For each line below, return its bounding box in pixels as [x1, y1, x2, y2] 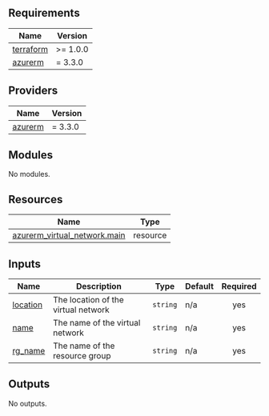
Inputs [8, 257, 42, 270]
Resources [8, 192, 63, 206]
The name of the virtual [53, 318, 141, 329]
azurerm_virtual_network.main [12, 230, 126, 241]
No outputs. [8, 398, 47, 408]
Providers [8, 84, 58, 98]
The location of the [53, 294, 124, 306]
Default [185, 281, 215, 292]
